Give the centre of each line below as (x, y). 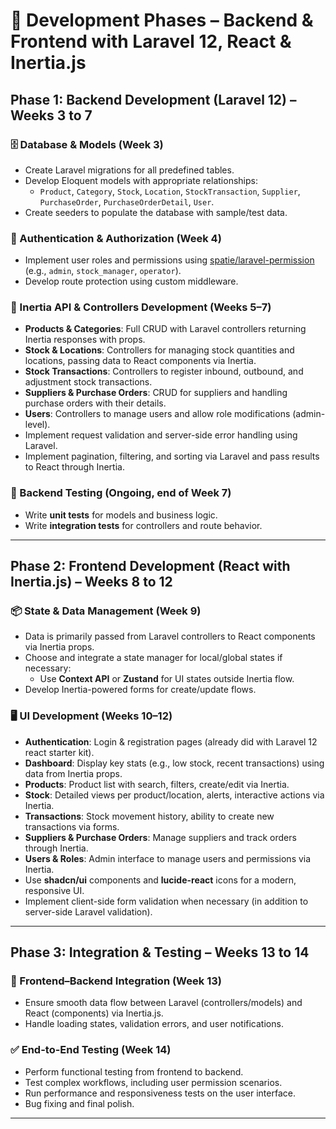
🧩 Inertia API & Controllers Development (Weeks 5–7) (141, 307)
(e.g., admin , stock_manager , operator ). (103, 271)
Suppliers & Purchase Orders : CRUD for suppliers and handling (156, 393)
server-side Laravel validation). (88, 911)
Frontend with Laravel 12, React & (151, 41)
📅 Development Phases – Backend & (162, 20)
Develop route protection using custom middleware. (131, 281)
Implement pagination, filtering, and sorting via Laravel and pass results (172, 456)
